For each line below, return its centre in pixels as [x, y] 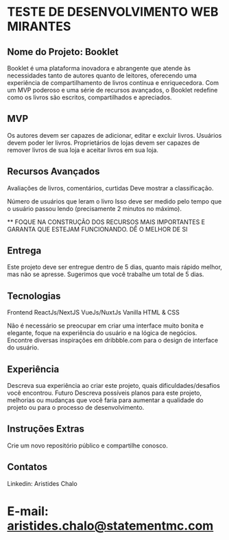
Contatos [27, 467]
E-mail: [28, 511]
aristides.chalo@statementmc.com [110, 526]
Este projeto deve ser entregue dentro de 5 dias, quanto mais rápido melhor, [115, 267]
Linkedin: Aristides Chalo [42, 483]
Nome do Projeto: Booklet [63, 52]
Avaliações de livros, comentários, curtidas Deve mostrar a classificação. [110, 188]
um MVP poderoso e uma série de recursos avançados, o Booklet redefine [112, 90]
